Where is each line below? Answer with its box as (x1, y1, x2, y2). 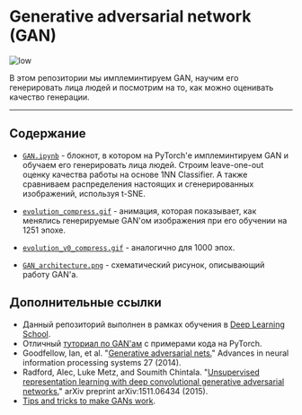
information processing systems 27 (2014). (22, 357, 182, 367)
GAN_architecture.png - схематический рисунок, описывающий (22, 259, 265, 270)
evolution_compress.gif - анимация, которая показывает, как (22, 205, 257, 216)
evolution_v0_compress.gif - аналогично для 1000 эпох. (22, 242, 235, 252)
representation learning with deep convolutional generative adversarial (22, 375, 285, 387)
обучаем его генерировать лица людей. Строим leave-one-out (22, 159, 264, 170)
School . (22, 328, 51, 339)
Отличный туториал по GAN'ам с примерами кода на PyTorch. (22, 338, 262, 349)
